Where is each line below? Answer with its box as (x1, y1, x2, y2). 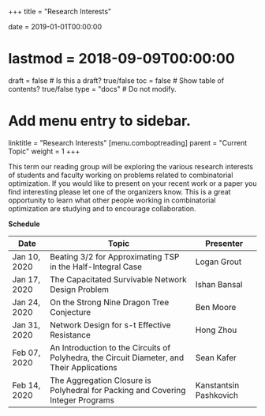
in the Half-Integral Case (50, 261, 143, 272)
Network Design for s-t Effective (50, 320, 171, 331)
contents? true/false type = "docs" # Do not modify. (8, 84, 177, 93)
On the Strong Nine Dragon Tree (50, 297, 170, 308)
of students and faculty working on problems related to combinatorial (8, 170, 233, 180)
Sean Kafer (195, 352, 237, 363)
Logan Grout (195, 256, 242, 267)
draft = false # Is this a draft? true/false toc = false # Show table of (8, 75, 225, 85)
